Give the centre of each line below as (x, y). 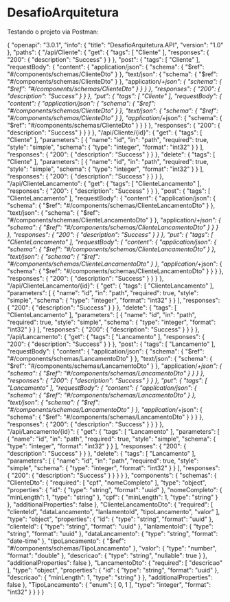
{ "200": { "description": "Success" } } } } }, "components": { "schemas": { (112, 475)
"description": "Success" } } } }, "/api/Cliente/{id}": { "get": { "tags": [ (105, 132)
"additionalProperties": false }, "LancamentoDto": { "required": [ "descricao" (115, 563)
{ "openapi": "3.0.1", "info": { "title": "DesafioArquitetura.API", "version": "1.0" (115, 45)
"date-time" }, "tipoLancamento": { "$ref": (67, 541)
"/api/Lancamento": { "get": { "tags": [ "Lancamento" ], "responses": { (106, 336)
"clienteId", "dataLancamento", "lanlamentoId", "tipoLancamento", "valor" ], (114, 511)
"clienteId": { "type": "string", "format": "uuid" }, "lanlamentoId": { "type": (111, 526)
